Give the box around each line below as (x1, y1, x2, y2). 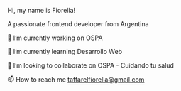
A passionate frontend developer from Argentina (7, 20, 149, 28)
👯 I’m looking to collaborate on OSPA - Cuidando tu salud (7, 61, 174, 70)
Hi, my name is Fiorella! (7, 6, 76, 14)
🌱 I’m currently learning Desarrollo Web (7, 48, 123, 55)
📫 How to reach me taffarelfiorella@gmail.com (7, 75, 145, 84)
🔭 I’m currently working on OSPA (7, 33, 103, 42)
